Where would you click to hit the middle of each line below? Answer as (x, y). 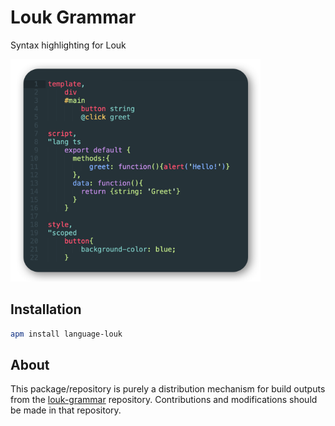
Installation (46, 309)
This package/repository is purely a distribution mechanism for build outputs (168, 389)
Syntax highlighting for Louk (68, 45)
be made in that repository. (66, 410)
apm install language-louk (66, 334)
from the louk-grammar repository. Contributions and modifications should (164, 400)
